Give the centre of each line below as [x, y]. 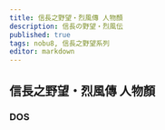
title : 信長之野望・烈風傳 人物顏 [66, 18]
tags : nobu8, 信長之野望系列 [60, 43]
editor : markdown [42, 52]
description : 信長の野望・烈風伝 [67, 26]
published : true [40, 35]
